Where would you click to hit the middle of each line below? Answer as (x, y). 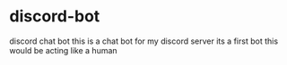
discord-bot (55, 16)
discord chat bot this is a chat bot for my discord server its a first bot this (144, 41)
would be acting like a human (64, 50)
